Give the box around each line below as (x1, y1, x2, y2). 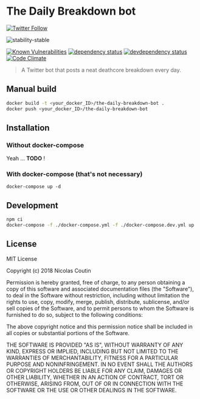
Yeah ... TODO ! (6, 155, 46, 162)
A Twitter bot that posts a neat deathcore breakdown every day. (21, 66, 181, 74)
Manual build (6, 84, 57, 94)
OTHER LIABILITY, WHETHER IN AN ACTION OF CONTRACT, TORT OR (6, 373, 184, 381)
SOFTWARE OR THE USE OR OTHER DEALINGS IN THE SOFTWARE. (6, 386, 177, 394)
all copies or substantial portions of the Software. (6, 329, 129, 336)
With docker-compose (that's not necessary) (6, 170, 143, 178)
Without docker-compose (6, 141, 84, 149)
